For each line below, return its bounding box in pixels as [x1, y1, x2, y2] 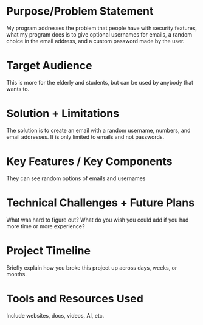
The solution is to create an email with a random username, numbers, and [6, 127, 191, 134]
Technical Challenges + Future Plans [6, 196, 195, 209]
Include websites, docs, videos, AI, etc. [6, 312, 105, 319]
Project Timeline [6, 243, 91, 257]
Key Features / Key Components [6, 155, 173, 168]
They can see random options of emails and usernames [6, 175, 146, 182]
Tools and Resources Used [6, 292, 144, 306]
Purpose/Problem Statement [6, 4, 154, 18]
